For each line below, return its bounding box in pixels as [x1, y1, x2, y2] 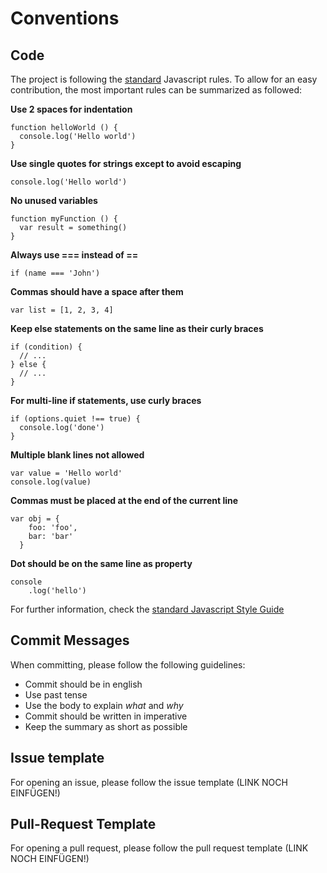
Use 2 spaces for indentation [10, 103, 133, 115]
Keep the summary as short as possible [24, 720, 188, 732]
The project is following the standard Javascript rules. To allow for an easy [10, 73, 318, 85]
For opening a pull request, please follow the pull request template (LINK [10, 842, 309, 854]
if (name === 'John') [10, 268, 101, 278]
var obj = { [10, 514, 60, 524]
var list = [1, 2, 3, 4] [10, 305, 114, 315]
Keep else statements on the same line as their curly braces [10, 323, 264, 334]
